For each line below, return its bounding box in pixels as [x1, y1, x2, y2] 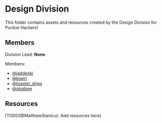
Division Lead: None [5, 51, 46, 57]
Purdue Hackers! [5, 24, 39, 30]
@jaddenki [12, 70, 34, 76]
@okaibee [12, 86, 32, 92]
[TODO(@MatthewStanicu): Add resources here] [5, 112, 101, 118]
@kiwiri [12, 75, 27, 81]
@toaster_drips [12, 80, 42, 86]
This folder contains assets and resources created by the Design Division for [5, 19, 157, 25]
